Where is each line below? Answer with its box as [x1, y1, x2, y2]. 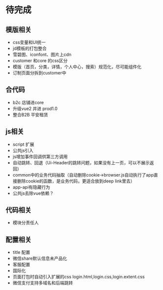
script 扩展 [12, 141, 35, 147]
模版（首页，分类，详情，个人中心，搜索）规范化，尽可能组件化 [12, 64, 141, 69]
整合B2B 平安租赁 [12, 112, 48, 117]
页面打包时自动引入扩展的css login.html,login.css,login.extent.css [12, 274, 145, 280]
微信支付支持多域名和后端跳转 [12, 280, 73, 286]
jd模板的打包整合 [12, 45, 47, 51]
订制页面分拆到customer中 [12, 70, 67, 76]
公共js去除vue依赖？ [12, 190, 54, 196]
